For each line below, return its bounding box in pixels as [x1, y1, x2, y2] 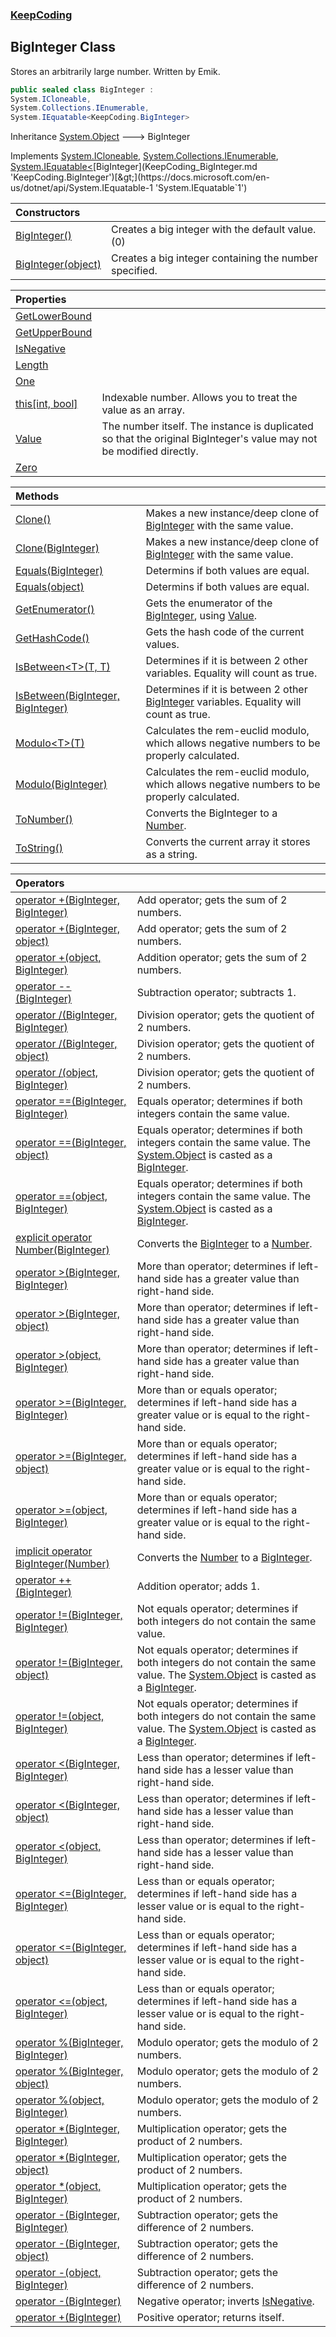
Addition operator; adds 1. [136, 1579, 260, 1593]
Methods [15, 489, 60, 503]
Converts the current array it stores [145, 835, 311, 849]
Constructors [15, 206, 81, 220]
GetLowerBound [15, 309, 93, 323]
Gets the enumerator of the [145, 596, 273, 610]
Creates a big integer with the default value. [110, 223, 317, 237]
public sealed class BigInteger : [10, 84, 155, 95]
